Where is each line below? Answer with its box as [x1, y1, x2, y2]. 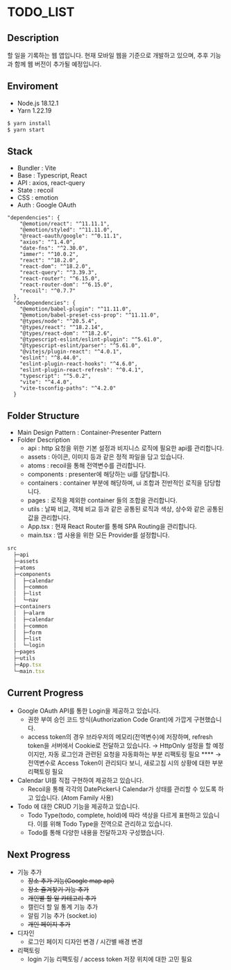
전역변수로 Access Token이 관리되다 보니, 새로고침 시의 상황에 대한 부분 [27, 758, 223, 767]
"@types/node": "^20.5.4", [19, 318, 98, 325]
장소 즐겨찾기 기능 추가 [27, 885, 89, 894]
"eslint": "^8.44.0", [19, 354, 82, 362]
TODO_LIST [7, 4, 75, 20]
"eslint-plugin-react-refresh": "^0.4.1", [19, 367, 144, 374]
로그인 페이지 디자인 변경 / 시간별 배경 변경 [27, 937, 144, 946]
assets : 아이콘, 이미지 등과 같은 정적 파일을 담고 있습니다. [27, 453, 185, 461]
